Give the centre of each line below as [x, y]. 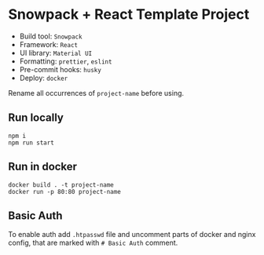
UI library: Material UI [56, 53]
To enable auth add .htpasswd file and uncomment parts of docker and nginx [132, 235]
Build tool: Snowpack [51, 36]
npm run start [31, 143]
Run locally [36, 118]
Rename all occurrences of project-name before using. [96, 93]
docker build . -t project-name [61, 185]
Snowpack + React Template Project [129, 15]
